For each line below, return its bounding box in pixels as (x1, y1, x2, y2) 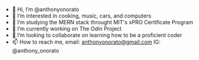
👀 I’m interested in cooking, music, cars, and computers (12, 12, 152, 19)
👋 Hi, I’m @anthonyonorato (12, 6, 79, 13)
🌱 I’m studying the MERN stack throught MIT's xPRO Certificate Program (12, 19, 194, 25)
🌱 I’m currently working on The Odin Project (12, 25, 122, 32)
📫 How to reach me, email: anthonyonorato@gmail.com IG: (12, 38, 161, 45)
